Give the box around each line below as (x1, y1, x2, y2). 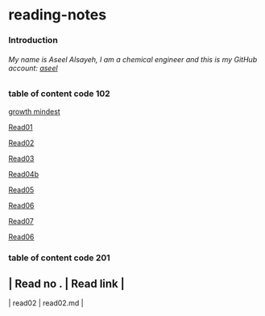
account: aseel (8, 63, 58, 73)
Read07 (8, 216, 35, 225)
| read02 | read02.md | (8, 298, 84, 308)
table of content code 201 (8, 252, 110, 263)
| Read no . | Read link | (8, 277, 125, 290)
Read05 (8, 184, 35, 195)
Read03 (8, 154, 35, 163)
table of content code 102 (8, 88, 110, 99)
